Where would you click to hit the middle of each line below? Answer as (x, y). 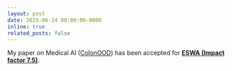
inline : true (26, 26)
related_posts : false (39, 33)
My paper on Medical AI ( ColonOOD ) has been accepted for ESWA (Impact (116, 53)
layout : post (26, 14)
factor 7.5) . (23, 61)
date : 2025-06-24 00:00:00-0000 (54, 20)
